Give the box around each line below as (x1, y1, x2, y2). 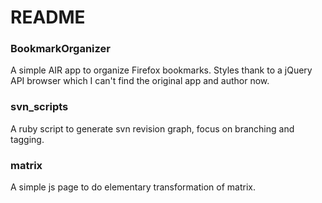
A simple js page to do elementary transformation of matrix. (10, 181, 256, 193)
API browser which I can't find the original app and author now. (10, 75, 270, 87)
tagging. (10, 133, 45, 145)
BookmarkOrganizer (10, 42, 111, 56)
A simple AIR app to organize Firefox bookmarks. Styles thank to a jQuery (10, 64, 313, 76)
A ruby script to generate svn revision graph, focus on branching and (10, 122, 295, 135)
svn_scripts (10, 100, 69, 114)
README (10, 6, 86, 29)
